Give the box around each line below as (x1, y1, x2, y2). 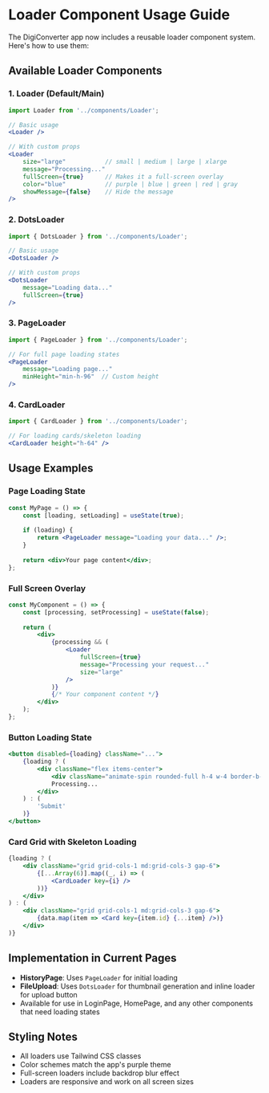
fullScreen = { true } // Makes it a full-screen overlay (22, 173, 224, 181)
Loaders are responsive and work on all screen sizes (19, 1077, 195, 1087)
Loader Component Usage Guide (8, 6, 231, 24)
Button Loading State (8, 732, 92, 743)
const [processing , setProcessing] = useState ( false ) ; (22, 608, 210, 616)
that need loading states (19, 1006, 100, 1017)
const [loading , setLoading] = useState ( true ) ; (22, 512, 184, 520)
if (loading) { (22, 526, 74, 535)
